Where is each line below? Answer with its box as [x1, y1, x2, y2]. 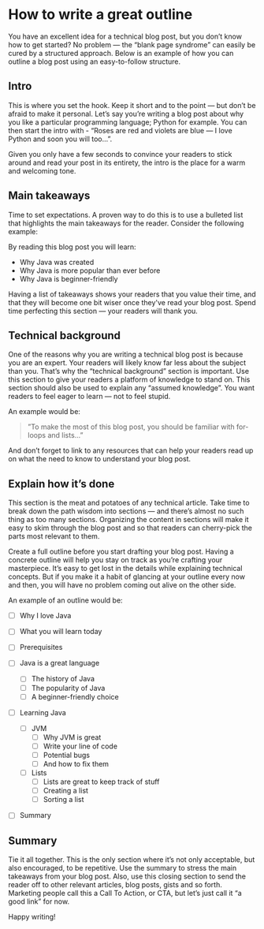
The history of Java [31, 674, 95, 684]
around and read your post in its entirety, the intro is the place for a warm [8, 158, 246, 167]
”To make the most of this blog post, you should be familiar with [27, 422, 235, 431]
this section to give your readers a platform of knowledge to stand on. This [8, 375, 251, 384]
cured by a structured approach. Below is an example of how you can [8, 48, 234, 58]
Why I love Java [19, 611, 72, 621]
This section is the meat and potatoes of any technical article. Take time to [8, 498, 250, 508]
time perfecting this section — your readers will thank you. [8, 306, 199, 315]
